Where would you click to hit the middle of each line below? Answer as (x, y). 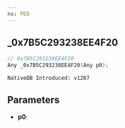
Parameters (34, 100)
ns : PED (19, 14)
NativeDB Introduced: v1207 (49, 78)
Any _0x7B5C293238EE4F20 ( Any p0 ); (58, 65)
